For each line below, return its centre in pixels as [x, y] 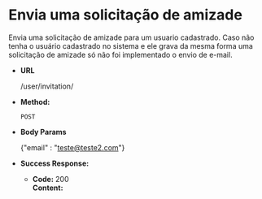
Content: [48, 188]
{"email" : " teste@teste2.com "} [72, 147]
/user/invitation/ [47, 86]
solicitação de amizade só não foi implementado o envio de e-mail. [121, 54]
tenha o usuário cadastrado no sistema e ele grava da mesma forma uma [131, 45]
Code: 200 [50, 179]
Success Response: [55, 163]
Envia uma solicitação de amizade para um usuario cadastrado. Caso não [131, 37]
